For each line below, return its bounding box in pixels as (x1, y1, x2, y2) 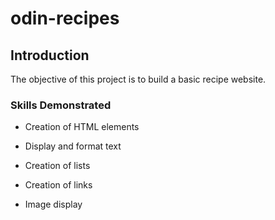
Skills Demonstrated (10, 98, 112, 112)
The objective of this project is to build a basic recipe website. (10, 73, 267, 85)
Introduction (10, 47, 90, 64)
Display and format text (24, 140, 122, 152)
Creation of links (24, 179, 93, 191)
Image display (24, 198, 83, 211)
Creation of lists (24, 160, 91, 172)
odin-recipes (10, 7, 120, 30)
